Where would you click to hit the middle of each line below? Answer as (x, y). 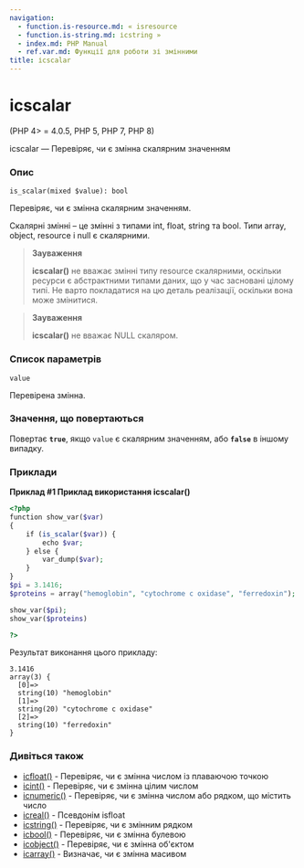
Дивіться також (47, 757)
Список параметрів (56, 359)
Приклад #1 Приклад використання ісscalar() (100, 492)
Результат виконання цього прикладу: (84, 652)
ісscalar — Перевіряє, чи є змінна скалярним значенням (120, 148)
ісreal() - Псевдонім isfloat (74, 815)
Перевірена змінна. (47, 395)
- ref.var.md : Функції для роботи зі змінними (108, 52)
